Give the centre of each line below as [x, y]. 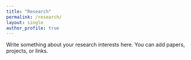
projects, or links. [27, 51]
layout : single [25, 22]
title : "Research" [29, 11]
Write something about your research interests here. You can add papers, [96, 45]
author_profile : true [33, 28]
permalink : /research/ [34, 17]
